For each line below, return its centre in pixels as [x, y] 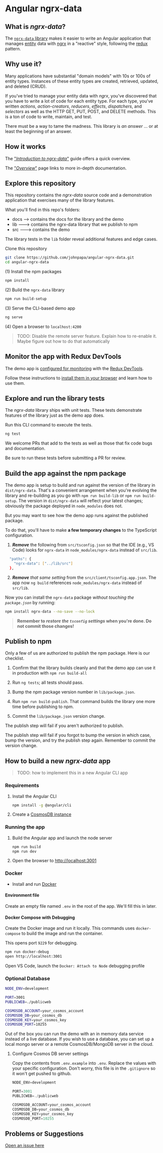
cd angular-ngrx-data [27, 262]
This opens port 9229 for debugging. [41, 943]
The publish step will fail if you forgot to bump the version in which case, [78, 735]
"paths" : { [20, 559]
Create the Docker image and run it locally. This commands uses [70, 928]
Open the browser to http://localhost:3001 [54, 861]
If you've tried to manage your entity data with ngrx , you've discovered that [81, 95]
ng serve [14, 317]
